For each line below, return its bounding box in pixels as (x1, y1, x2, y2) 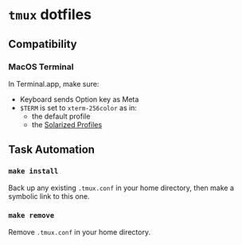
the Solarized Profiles (31, 119, 103, 129)
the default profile (31, 111, 91, 121)
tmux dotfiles (8, 6, 92, 24)
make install (8, 167, 59, 176)
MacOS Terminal (8, 61, 74, 72)
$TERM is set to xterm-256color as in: (19, 103, 138, 112)
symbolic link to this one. (8, 191, 90, 200)
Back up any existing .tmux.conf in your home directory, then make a (8, 183, 235, 192)
